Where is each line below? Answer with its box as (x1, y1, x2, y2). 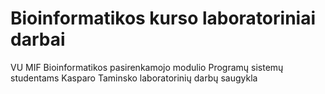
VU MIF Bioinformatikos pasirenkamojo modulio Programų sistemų (10, 61, 284, 73)
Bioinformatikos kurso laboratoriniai (10, 7, 317, 30)
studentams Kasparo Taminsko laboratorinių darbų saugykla (10, 72, 258, 84)
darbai (10, 28, 66, 51)
